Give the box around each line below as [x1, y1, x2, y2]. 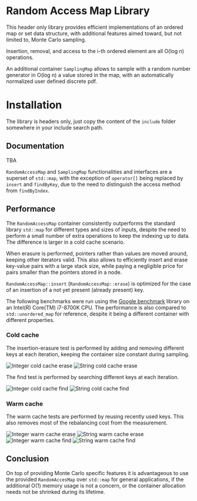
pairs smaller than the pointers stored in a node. [6, 268, 122, 276]
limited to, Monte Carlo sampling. [6, 36, 86, 43]
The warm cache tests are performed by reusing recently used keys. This [6, 413, 184, 420]
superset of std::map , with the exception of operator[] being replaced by [6, 174, 183, 181]
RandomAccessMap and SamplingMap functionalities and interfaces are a [6, 168, 172, 175]
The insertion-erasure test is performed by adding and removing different [6, 344, 184, 351]
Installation [6, 98, 62, 112]
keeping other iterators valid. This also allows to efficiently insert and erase [6, 256, 188, 263]
